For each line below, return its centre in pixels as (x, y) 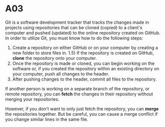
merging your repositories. (32, 99)
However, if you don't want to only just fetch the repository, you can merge (82, 109)
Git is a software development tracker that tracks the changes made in (77, 22)
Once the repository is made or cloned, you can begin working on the (83, 63)
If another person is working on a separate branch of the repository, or (78, 88)
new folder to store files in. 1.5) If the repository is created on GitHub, (83, 53)
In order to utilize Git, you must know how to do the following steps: (74, 38)
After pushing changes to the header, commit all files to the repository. (84, 79)
